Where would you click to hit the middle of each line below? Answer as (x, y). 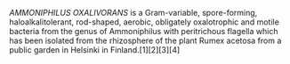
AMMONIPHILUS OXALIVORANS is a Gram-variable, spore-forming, (133, 13)
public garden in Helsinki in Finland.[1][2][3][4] (95, 50)
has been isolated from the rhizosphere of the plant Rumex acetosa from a (145, 40)
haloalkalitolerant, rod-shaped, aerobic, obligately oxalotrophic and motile (145, 22)
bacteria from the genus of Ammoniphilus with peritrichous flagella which (144, 31)
